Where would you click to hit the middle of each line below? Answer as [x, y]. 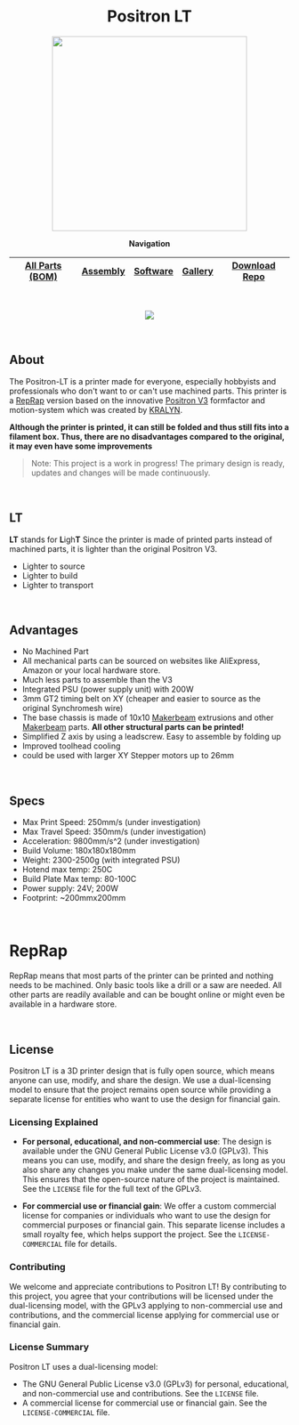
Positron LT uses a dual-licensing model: [84, 1366]
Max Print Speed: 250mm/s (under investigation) [111, 822]
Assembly [104, 271]
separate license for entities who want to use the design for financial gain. [145, 1099]
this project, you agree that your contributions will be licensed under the [141, 1296]
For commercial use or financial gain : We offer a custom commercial [149, 1206]
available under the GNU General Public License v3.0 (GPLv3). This [145, 1151]
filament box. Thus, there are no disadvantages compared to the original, [147, 436]
